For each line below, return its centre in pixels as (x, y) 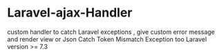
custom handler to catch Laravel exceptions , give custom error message (111, 32)
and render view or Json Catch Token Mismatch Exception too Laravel (107, 39)
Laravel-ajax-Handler (70, 13)
